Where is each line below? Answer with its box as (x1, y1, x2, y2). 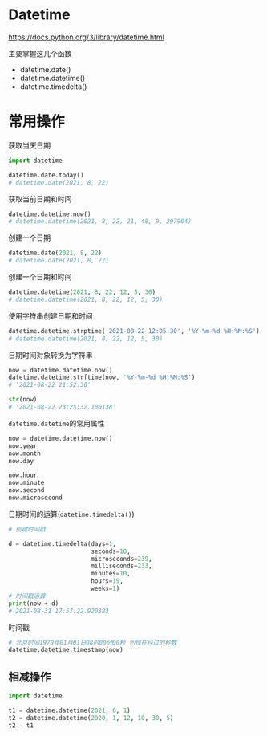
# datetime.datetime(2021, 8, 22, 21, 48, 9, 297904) (8, 218, 192, 226)
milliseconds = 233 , (91, 562, 152, 571)
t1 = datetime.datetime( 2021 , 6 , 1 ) (8, 706, 131, 714)
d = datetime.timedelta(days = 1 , (8, 539, 116, 547)
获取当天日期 (8, 140, 51, 150)
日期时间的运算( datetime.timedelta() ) (8, 509, 135, 518)
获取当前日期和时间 (8, 194, 72, 204)
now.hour (8, 471, 38, 479)
